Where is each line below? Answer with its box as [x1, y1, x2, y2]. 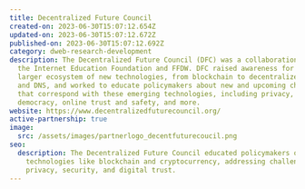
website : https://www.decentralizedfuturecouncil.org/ [9, 106, 221, 115]
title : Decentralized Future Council [9, 13, 152, 23]
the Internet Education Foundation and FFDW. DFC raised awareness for [17, 65, 295, 74]
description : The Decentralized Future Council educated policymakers [17, 148, 290, 157]
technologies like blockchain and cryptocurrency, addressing [25, 156, 266, 166]
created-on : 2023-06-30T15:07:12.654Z [9, 22, 156, 31]
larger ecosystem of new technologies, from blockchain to [17, 73, 246, 82]
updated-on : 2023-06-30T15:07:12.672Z [9, 30, 156, 39]
